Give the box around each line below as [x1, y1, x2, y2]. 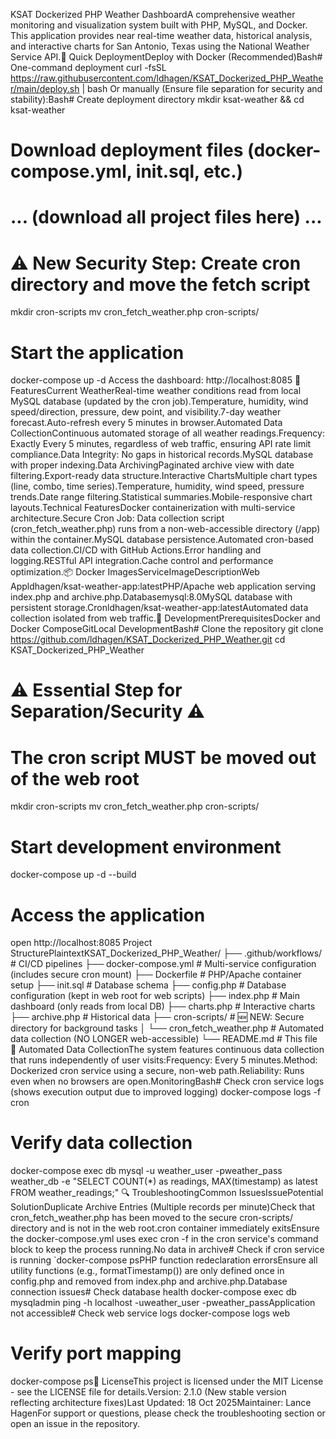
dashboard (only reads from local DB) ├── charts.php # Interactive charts [10, 1000, 316, 1013]
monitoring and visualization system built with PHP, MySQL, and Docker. [10, 19, 308, 31]
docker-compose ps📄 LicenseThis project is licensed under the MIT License [10, 1375, 324, 1388]
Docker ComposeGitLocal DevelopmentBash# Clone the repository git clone [10, 623, 324, 635]
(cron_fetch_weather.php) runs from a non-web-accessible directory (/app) [10, 523, 321, 535]
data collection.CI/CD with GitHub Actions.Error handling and [10, 544, 262, 556]
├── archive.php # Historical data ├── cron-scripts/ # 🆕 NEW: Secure [10, 1011, 305, 1023]
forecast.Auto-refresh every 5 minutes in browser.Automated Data [10, 417, 283, 429]
